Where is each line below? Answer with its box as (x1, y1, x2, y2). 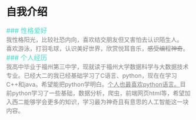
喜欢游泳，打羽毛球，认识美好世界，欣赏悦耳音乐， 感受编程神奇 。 (6, 44, 190, 53)
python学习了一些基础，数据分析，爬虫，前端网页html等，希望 (12, 89, 185, 97)
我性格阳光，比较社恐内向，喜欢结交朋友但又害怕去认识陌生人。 (6, 36, 184, 44)
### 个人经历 (6, 53, 48, 62)
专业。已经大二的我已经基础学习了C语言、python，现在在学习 (6, 71, 178, 80)
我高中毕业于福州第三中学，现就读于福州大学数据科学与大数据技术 (6, 63, 190, 71)
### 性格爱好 (6, 26, 48, 35)
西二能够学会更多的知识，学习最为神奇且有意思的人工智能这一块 (12, 98, 190, 106)
